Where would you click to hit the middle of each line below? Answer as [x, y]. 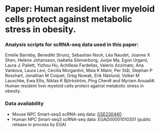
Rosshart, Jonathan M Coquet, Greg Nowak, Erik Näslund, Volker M [72, 75]
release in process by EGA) [39, 124]
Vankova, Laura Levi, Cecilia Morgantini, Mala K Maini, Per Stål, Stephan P [79, 71]
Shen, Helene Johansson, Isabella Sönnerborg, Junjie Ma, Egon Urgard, [77, 60]
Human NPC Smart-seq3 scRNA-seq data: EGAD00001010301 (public [81, 119]
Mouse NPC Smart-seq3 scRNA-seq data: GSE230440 [67, 114]
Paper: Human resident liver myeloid [80, 9]
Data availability [24, 103]
